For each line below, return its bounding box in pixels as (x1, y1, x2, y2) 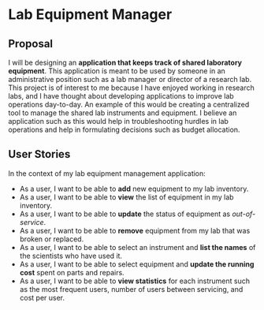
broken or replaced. (19, 234, 84, 244)
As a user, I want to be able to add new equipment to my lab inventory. (19, 184, 249, 193)
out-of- (232, 209, 256, 218)
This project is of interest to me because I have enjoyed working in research (8, 83, 255, 92)
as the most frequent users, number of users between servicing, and (19, 284, 244, 293)
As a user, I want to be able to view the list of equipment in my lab (19, 192, 234, 202)
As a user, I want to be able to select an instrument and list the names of (19, 242, 256, 252)
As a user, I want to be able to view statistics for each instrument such (19, 276, 251, 286)
